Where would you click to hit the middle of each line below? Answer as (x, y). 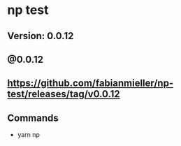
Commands (33, 118)
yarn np (28, 135)
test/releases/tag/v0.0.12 (64, 94)
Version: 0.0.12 (41, 36)
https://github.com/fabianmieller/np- (90, 83)
